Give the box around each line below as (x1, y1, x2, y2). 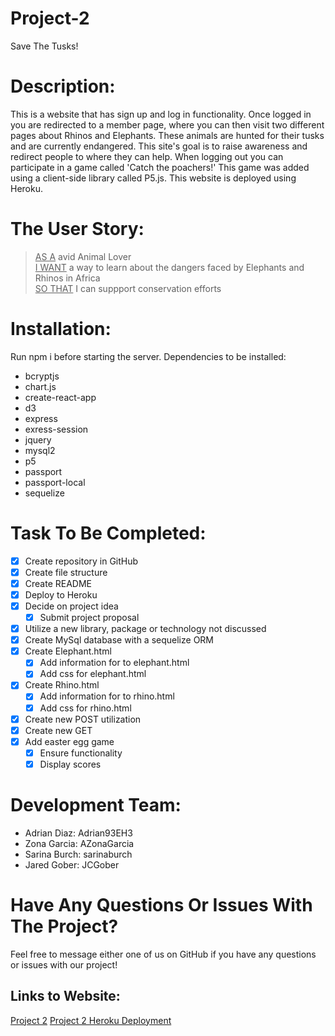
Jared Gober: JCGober (24, 858, 120, 871)
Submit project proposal (39, 612, 140, 623)
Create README (24, 577, 92, 589)
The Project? (10, 915, 119, 937)
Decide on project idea (24, 600, 119, 612)
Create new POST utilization (24, 713, 142, 725)
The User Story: (10, 218, 145, 241)
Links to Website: (10, 988, 121, 1005)
